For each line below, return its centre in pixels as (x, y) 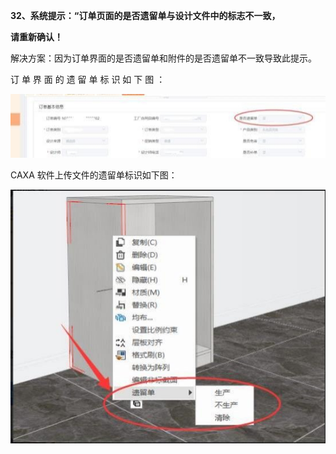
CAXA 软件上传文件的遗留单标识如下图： (94, 175)
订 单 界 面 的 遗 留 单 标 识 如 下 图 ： (88, 79)
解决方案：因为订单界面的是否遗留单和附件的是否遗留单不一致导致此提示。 (163, 58)
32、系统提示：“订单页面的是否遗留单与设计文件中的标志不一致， (145, 15)
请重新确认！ (36, 37)
